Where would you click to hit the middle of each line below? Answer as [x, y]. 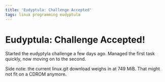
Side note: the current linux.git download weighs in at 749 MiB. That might [82, 69]
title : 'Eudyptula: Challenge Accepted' [49, 10]
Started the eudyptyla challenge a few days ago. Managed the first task [80, 54]
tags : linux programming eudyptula [43, 15]
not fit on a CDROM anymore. [36, 74]
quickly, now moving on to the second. [46, 59]
